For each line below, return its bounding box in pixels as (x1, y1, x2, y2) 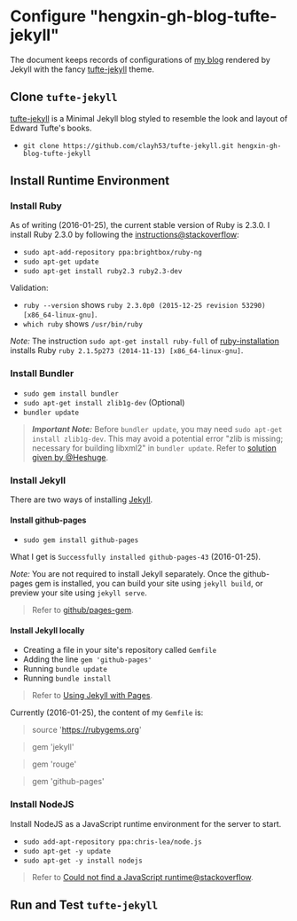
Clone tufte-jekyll (10, 90, 118, 105)
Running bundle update (22, 664, 107, 674)
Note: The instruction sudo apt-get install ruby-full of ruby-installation (10, 335, 280, 347)
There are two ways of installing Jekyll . (10, 494, 153, 505)
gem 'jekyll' (31, 742, 74, 752)
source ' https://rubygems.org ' (31, 725, 142, 736)
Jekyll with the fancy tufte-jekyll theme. (10, 64, 154, 75)
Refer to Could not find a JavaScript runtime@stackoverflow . (31, 871, 254, 882)
